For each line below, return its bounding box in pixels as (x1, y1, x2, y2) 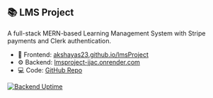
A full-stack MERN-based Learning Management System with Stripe (7, 28, 206, 38)
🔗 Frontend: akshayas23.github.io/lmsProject (17, 50, 149, 59)
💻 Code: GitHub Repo (17, 65, 83, 74)
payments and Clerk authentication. (7, 36, 112, 45)
